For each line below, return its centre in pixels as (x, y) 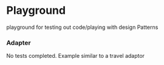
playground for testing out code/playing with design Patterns (82, 27)
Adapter (19, 43)
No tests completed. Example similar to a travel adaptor (75, 56)
